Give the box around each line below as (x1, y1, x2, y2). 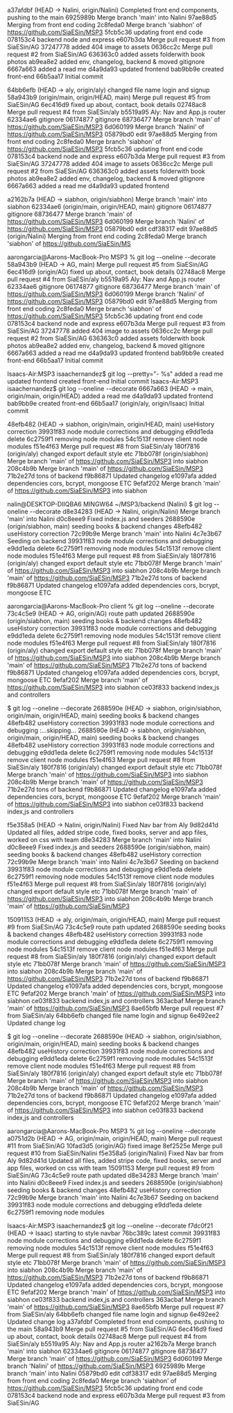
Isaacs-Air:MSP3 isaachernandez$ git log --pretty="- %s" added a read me (7, 370, 223, 378)
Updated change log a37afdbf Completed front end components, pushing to (7, 1318, 225, 1325)
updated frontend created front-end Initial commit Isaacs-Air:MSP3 (7, 377, 199, 385)
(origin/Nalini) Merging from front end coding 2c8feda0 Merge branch (7, 232, 207, 240)
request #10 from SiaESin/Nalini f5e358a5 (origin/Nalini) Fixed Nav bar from (7, 1149, 224, 1157)
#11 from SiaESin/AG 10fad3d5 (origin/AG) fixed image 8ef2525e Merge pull (7, 1142, 223, 1150)
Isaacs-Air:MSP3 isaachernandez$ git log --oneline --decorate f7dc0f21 (7, 1222, 214, 1230)
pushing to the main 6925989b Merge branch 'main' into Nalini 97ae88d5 (7, 13, 217, 22)
